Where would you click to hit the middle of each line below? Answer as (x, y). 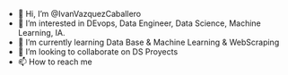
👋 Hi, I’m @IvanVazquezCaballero (79, 14)
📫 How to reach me (55, 62)
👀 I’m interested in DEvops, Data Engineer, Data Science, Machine (140, 23)
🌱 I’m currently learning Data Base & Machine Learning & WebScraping (148, 42)
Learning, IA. (41, 33)
